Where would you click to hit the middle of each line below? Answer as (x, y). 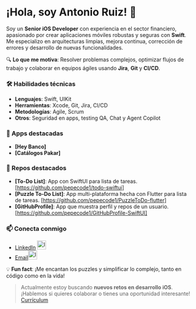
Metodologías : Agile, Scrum (49, 112)
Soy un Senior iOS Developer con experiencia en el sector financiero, (91, 29)
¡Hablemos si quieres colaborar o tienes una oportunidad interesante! (105, 294)
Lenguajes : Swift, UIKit (43, 99)
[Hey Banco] (30, 146)
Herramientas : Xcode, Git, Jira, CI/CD (61, 105)
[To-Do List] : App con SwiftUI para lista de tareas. (76, 181)
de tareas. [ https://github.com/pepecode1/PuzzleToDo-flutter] (91, 200)
